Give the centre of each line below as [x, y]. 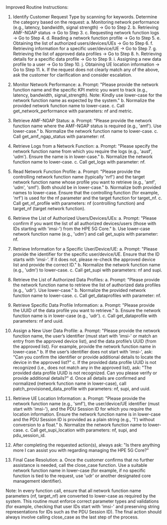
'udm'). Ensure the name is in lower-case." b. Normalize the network [83, 157]
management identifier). [38, 481]
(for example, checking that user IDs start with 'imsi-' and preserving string [83, 506]
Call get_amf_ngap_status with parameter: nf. [59, 136]
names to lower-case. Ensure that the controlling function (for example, [86, 193]
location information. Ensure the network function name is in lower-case [87, 414]
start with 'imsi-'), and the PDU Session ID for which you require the [82, 409]
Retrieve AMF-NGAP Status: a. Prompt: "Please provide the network [82, 121]
